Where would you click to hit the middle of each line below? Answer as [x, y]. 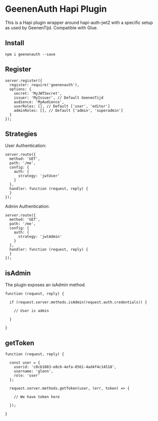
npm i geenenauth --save [30, 54]
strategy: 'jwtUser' [39, 176]
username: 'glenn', [34, 371]
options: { [20, 89]
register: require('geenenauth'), [44, 85]
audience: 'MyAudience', [39, 102]
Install [15, 43]
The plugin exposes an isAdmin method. [46, 285]
